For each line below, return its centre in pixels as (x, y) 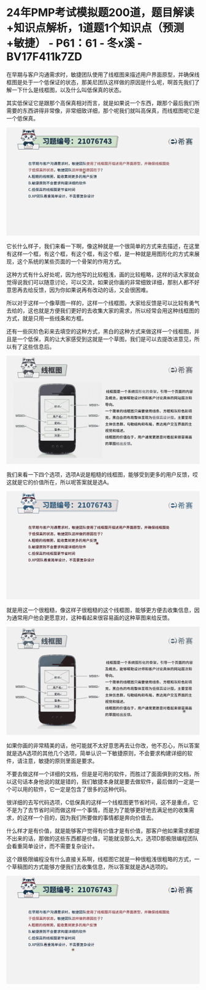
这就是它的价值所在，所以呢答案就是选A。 (59, 482)
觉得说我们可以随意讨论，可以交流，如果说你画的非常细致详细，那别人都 (97, 282)
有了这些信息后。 (33, 346)
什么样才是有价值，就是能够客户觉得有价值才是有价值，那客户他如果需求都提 (103, 831)
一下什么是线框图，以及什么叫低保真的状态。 (68, 90)
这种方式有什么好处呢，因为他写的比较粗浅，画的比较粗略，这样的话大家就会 (103, 275)
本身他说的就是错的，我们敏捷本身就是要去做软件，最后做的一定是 (111, 781)
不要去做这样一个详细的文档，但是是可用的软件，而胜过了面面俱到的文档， (100, 774)
